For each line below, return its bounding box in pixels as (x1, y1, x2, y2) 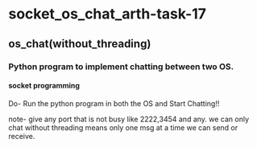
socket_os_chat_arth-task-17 (8, 5, 207, 23)
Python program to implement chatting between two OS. (8, 61, 234, 72)
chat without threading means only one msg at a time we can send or (8, 122, 238, 133)
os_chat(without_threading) (8, 37, 151, 51)
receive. (8, 131, 35, 141)
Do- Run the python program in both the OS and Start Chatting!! (8, 98, 220, 108)
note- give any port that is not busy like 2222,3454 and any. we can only (8, 114, 250, 124)
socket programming (8, 81, 81, 91)
